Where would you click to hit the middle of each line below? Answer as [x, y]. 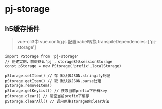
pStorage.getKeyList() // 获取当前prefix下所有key [56, 91]
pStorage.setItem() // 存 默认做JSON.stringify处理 [58, 76]
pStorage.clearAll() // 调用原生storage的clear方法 [57, 101]
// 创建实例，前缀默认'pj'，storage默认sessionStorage [59, 62]
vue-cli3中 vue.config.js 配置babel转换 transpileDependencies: [82, 42]
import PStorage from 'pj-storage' [42, 56]
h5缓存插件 [22, 29]
